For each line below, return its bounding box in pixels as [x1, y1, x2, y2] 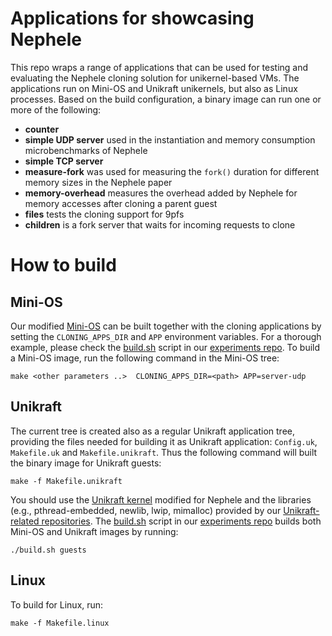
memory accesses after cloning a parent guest [24, 197, 218, 209]
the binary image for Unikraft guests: [10, 457, 162, 469]
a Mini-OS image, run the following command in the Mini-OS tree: [10, 352, 280, 364]
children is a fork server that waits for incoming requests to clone [24, 218, 296, 231]
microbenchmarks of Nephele [24, 144, 148, 156]
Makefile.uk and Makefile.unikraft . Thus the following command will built [10, 446, 318, 458]
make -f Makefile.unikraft [10, 476, 123, 486]
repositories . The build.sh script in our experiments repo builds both [41, 515, 322, 527]
